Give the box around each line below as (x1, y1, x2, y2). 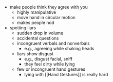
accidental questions (17, 35, 59, 41)
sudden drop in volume (17, 30, 63, 36)
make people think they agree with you (9, 4, 88, 10)
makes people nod (17, 20, 55, 25)
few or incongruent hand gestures (17, 66, 86, 72)
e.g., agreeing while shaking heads (24, 46, 94, 51)
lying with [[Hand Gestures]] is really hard (24, 72, 108, 77)
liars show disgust (17, 51, 54, 57)
